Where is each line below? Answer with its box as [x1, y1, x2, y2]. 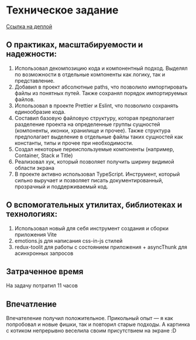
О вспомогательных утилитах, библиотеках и [6, 200, 183, 210]
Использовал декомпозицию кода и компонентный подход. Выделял [14, 64, 188, 72]
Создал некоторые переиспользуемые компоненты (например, [14, 145, 174, 152]
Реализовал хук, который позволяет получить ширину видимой [14, 158, 174, 165]
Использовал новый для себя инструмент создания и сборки [14, 225, 169, 232]
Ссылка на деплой [6, 23, 53, 30]
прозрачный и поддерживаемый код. [14, 183, 108, 190]
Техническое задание [6, 4, 119, 17]
